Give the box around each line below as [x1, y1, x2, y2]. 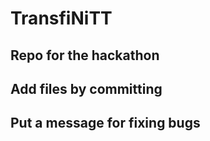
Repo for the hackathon [10, 47, 160, 64]
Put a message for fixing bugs [10, 115, 201, 132]
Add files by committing [10, 80, 163, 97]
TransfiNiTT [10, 7, 113, 30]
